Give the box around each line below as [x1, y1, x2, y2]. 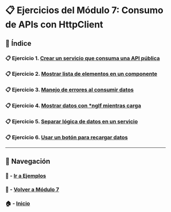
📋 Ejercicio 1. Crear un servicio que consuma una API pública [5, 54, 160, 62]
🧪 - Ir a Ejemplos [5, 172, 46, 179]
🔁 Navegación [5, 157, 50, 166]
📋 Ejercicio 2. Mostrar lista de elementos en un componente [5, 70, 158, 77]
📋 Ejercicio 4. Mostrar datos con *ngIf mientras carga [5, 102, 141, 109]
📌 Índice [5, 39, 32, 48]
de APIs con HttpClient [5, 19, 103, 31]
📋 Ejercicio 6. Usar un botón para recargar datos [5, 134, 128, 141]
